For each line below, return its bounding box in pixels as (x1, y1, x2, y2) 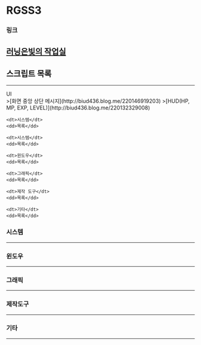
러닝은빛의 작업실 (6, 46, 66, 57)
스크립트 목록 (6, 68, 52, 78)
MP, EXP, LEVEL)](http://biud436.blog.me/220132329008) (6, 104, 151, 111)
